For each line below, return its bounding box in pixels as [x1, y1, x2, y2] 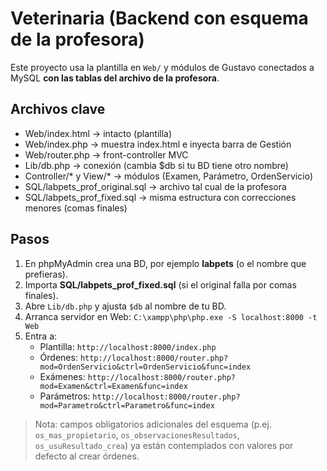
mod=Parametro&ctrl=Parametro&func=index [39, 400, 215, 411]
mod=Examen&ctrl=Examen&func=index [39, 381, 188, 391]
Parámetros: [39, 390, 91, 402]
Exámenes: [39, 370, 86, 382]
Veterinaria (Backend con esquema [10, 7, 309, 30]
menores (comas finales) [24, 202, 128, 214]
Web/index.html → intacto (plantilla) [24, 127, 173, 139]
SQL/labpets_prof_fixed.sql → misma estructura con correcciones [24, 191, 297, 203]
